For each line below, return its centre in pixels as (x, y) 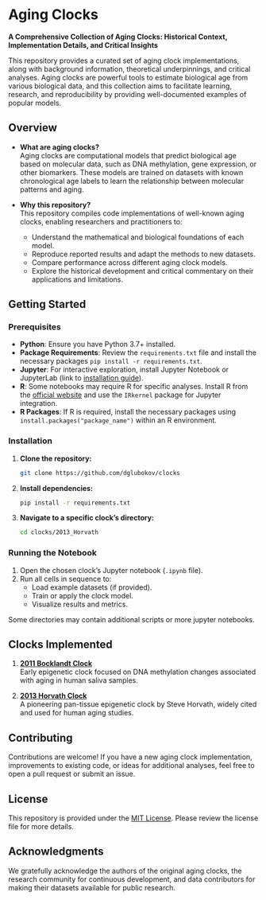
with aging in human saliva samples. (79, 680)
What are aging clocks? (60, 147)
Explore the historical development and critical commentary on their (143, 271)
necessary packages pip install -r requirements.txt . (111, 361)
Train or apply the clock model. (82, 595)
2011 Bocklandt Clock (56, 664)
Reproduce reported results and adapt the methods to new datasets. (143, 254)
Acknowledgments (56, 852)
